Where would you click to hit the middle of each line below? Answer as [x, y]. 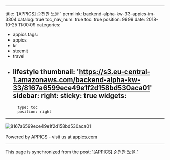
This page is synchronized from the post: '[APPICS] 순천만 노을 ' [72, 152]
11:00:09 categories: [39, 25]
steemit [20, 51]
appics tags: [26, 34]
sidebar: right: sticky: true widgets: [70, 96]
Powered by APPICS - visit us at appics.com [51, 137]
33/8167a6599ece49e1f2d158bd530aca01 [81, 88]
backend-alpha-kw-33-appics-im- [119, 14]
